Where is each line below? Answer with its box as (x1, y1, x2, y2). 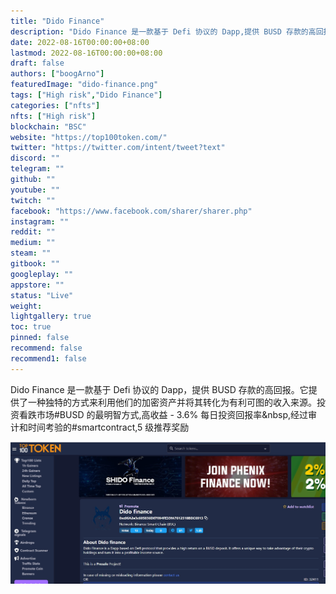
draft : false (10, 58, 65, 69)
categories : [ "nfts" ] (10, 100, 101, 110)
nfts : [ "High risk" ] (10, 111, 97, 121)
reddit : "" (10, 227, 56, 237)
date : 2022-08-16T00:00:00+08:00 (10, 37, 150, 47)
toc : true (10, 322, 52, 332)
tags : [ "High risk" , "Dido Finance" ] (10, 90, 163, 100)
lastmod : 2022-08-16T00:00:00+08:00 (10, 48, 163, 58)
